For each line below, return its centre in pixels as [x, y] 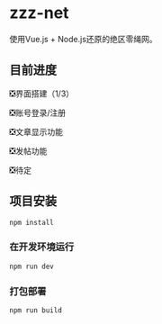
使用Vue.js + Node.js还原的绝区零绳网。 [83, 39]
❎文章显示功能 [36, 131]
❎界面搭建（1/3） [42, 94]
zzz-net [39, 13]
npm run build [36, 310]
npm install [31, 222]
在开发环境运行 [42, 247]
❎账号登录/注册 [37, 112]
